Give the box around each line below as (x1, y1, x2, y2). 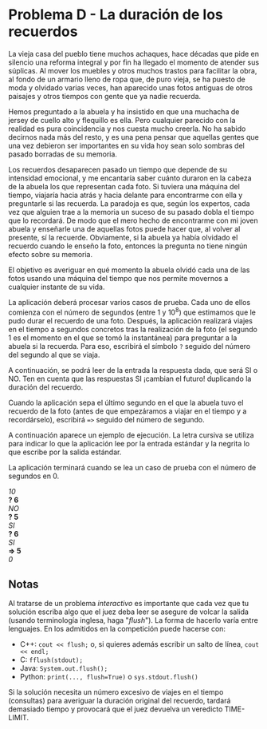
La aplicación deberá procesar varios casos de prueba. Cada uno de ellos (8, 297, 251, 307)
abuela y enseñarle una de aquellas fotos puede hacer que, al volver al (8, 224, 241, 233)
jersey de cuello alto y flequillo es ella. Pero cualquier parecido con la (8, 115, 236, 125)
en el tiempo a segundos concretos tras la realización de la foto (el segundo (8, 324, 257, 334)
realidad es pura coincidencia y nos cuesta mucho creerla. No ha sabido (8, 124, 246, 133)
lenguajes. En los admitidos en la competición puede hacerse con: (8, 624, 226, 634)
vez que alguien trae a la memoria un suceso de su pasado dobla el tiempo (8, 207, 255, 216)
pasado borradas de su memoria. (8, 149, 118, 159)
